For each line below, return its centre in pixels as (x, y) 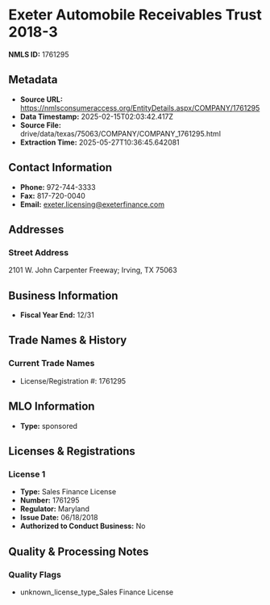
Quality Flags (35, 574)
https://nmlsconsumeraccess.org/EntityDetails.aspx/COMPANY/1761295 (140, 107)
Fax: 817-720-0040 (53, 195)
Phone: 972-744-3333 (58, 187)
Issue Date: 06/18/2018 (59, 518)
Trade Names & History (68, 340)
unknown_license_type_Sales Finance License (97, 592)
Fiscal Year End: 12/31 (57, 315)
